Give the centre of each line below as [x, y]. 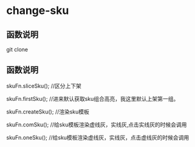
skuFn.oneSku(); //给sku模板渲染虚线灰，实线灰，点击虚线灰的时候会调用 [98, 137]
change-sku [38, 11]
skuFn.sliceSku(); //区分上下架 [44, 86]
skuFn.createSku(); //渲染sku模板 [48, 111]
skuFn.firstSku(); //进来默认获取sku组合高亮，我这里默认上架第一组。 [93, 98]
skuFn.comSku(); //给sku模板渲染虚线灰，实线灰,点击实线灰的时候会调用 [97, 125]
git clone [17, 50]
